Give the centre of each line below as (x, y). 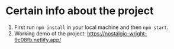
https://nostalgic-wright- (117, 33)
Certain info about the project (80, 11)
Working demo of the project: (50, 33)
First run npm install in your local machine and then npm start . (91, 27)
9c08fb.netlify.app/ (38, 40)
